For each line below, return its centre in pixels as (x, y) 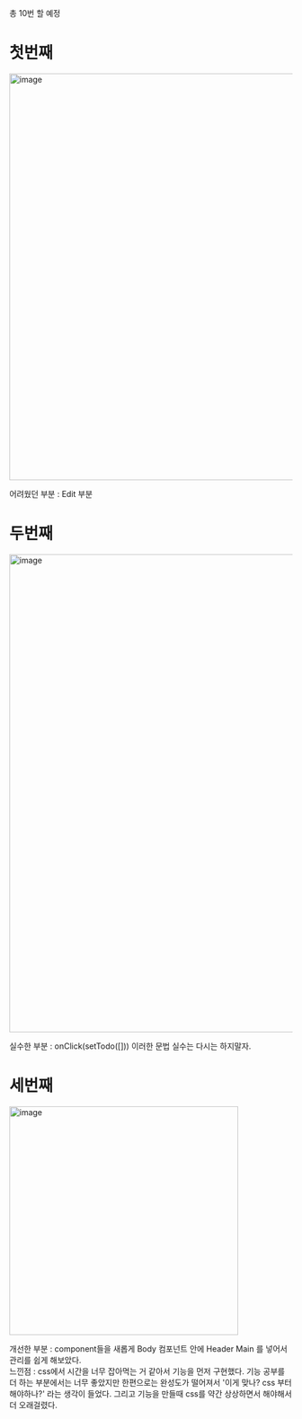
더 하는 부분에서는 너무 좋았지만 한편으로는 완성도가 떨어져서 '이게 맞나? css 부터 (151, 1382)
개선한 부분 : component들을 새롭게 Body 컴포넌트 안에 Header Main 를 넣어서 (148, 1348)
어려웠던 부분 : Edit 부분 (51, 493)
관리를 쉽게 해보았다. (45, 1360)
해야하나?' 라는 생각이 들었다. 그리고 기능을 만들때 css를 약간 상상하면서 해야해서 (151, 1393)
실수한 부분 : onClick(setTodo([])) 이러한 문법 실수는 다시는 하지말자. (130, 1046)
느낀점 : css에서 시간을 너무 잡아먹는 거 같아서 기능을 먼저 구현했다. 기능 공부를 (147, 1371)
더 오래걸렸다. (34, 1405)
